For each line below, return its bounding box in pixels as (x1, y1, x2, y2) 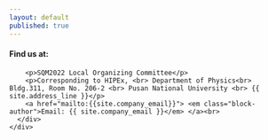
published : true (9, 21, 69, 30)
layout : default (9, 12, 69, 22)
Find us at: (9, 49, 49, 59)
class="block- (203, 99, 256, 108)
